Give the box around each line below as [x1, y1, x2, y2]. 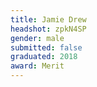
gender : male [10, 33, 65, 43]
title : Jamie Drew [10, 14, 87, 25]
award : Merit [10, 61, 65, 71]
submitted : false [10, 42, 83, 53]
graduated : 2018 [10, 52, 78, 62]
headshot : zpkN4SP [10, 24, 87, 34]
